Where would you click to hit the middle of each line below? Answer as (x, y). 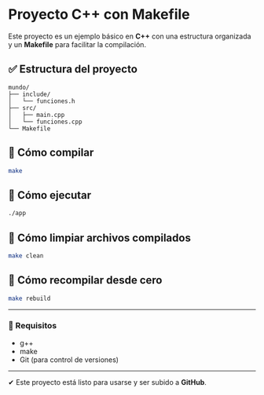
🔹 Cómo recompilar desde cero (85, 280)
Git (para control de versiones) (69, 360)
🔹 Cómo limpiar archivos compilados (99, 238)
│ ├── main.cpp (37, 115)
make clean (26, 256)
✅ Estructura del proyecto (73, 69)
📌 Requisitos (33, 326)
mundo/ (19, 87)
